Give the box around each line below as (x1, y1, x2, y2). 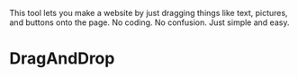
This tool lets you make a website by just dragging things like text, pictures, (9, 8, 288, 18)
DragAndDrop (9, 48, 115, 69)
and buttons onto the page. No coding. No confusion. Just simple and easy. (9, 17, 290, 28)
